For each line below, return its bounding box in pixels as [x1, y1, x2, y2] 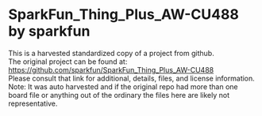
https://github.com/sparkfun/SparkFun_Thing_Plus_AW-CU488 [8, 65, 214, 74]
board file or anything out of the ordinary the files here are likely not [8, 90, 230, 99]
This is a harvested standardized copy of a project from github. [8, 48, 214, 58]
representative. [8, 99, 58, 108]
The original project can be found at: [8, 57, 128, 66]
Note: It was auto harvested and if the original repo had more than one [8, 81, 238, 92]
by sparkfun [8, 22, 91, 40]
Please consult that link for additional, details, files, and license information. [8, 73, 256, 83]
